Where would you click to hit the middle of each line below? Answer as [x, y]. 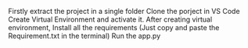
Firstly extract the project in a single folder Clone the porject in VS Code [124, 11]
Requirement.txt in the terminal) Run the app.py [84, 36]
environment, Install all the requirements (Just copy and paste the [114, 27]
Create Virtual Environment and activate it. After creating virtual [110, 19]
